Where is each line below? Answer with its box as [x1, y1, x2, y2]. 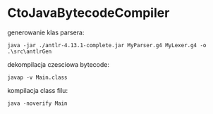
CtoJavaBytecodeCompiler [7, 5, 170, 21]
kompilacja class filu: [7, 86, 68, 94]
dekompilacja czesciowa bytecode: [7, 60, 109, 68]
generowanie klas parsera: [7, 28, 85, 37]
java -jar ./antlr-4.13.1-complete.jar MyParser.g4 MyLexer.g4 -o [7, 42, 207, 49]
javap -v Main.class [7, 74, 68, 81]
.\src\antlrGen [7, 48, 52, 55]
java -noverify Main [7, 100, 68, 107]
